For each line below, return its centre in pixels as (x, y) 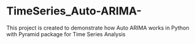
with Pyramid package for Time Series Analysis (66, 34)
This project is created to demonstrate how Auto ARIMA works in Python (98, 28)
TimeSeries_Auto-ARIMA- (74, 11)
